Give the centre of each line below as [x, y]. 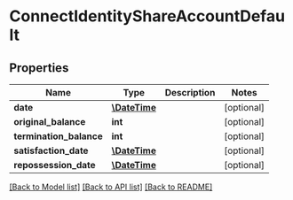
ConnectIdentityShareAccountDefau [147, 16]
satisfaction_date [51, 150]
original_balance [50, 122]
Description [190, 92]
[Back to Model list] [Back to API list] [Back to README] [111, 187]
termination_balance [59, 136]
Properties [39, 68]
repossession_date [55, 165]
